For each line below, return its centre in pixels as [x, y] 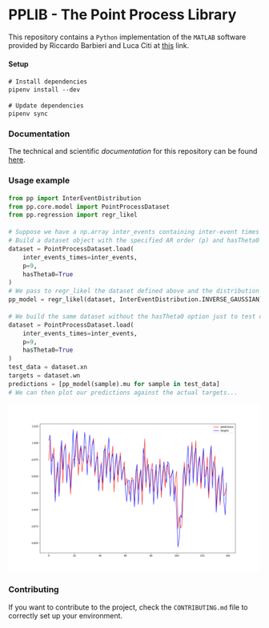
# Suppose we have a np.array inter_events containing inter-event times [134, 232]
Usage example [39, 180]
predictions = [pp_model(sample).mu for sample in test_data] [114, 384]
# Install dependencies [48, 82]
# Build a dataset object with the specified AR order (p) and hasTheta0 [134, 241]
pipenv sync [28, 114]
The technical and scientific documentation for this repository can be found [133, 151]
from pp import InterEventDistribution [75, 198]
